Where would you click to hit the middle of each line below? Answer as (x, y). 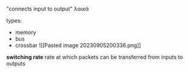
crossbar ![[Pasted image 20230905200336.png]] (78, 45)
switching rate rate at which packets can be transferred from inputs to (95, 57)
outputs (16, 64)
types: (14, 20)
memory (26, 32)
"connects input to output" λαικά (48, 9)
